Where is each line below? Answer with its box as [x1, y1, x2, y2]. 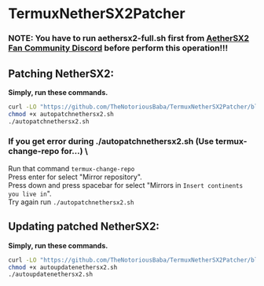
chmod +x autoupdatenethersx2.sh [8, 263, 118, 271]
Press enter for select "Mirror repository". [8, 172, 143, 181]
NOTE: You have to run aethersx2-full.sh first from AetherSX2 [8, 33, 250, 44]
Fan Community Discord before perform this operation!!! [8, 42, 229, 53]
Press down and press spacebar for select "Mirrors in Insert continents [8, 180, 244, 189]
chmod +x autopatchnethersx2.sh [8, 110, 114, 118]
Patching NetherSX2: [8, 67, 115, 80]
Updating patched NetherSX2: [8, 220, 159, 233]
